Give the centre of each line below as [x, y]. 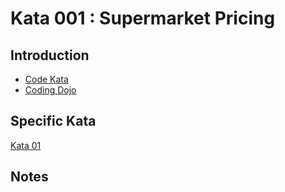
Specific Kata [53, 121]
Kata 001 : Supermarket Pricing [143, 18]
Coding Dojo [50, 90]
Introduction [50, 55]
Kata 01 [26, 145]
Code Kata [46, 79]
